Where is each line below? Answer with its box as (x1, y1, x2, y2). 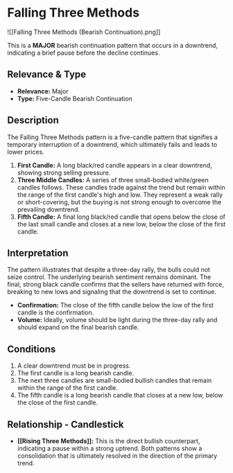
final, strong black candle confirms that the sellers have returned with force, (7, 280, 224, 289)
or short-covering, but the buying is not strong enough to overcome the (17, 197, 222, 206)
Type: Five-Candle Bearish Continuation (17, 94, 133, 102)
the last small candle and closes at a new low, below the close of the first (17, 220, 226, 228)
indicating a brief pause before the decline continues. (7, 48, 160, 57)
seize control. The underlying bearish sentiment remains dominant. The (7, 273, 212, 281)
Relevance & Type (7, 69, 87, 80)
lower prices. (7, 148, 45, 156)
